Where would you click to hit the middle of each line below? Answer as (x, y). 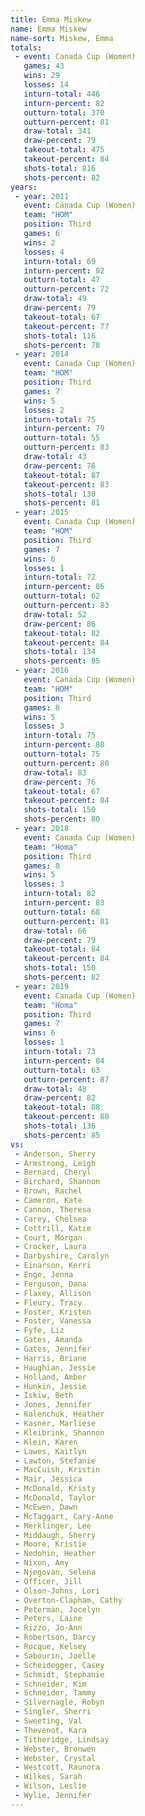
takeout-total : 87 (62, 475)
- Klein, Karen (46, 1442)
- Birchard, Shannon (57, 1182)
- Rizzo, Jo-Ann (48, 1628)
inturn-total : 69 (60, 261)
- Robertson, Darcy (55, 1637)
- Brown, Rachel (48, 1191)
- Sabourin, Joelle (55, 1656)
